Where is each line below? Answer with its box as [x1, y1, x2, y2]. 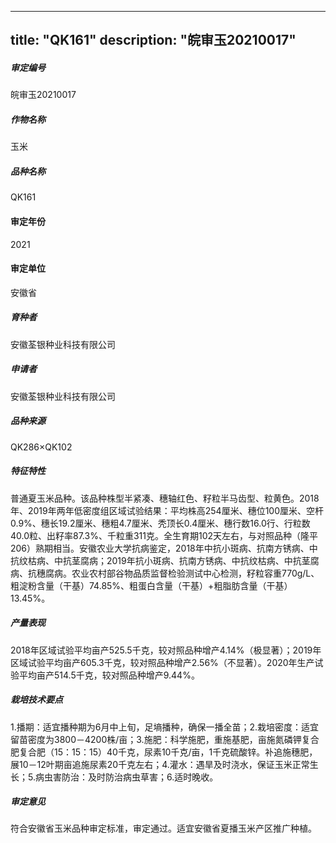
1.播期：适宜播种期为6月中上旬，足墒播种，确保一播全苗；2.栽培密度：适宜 [10, 721, 319, 733]
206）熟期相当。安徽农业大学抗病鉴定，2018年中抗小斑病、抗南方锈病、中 [10, 542, 318, 554]
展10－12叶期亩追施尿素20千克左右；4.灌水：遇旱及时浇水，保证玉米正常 [10, 758, 310, 770]
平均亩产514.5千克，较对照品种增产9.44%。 [18, 669, 200, 681]
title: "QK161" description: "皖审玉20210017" [10, 32, 297, 49]
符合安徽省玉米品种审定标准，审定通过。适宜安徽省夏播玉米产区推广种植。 [10, 822, 317, 835]
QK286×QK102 [10, 441, 73, 453]
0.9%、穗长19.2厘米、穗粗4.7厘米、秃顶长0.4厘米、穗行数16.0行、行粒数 [10, 517, 311, 529]
